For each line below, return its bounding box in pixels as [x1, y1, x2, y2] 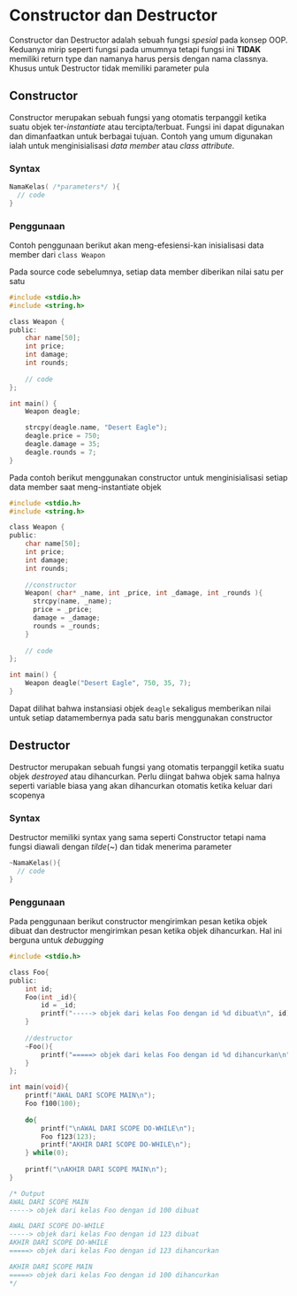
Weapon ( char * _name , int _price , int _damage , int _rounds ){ [25, 589, 263, 598]
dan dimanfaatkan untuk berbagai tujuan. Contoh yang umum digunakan [9, 130, 273, 142]
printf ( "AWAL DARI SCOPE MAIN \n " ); [25, 1091, 156, 1100]
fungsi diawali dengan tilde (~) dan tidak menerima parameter [9, 842, 232, 852]
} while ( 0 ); [25, 1148, 69, 1158]
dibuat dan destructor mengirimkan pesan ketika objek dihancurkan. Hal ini [9, 926, 283, 936]
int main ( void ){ [9, 1083, 69, 1092]
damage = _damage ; [32, 613, 101, 622]
